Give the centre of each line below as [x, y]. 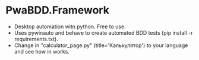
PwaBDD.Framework [57, 10]
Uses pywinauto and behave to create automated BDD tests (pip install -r [103, 32]
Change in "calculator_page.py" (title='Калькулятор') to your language [101, 45]
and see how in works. [42, 51]
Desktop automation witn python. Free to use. [70, 26]
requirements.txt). [36, 39]
